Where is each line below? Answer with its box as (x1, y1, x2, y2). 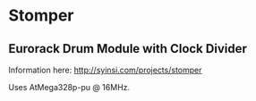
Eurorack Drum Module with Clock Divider (8, 41, 247, 56)
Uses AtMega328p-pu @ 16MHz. (8, 82, 131, 92)
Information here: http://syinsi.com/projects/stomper (8, 64, 202, 75)
